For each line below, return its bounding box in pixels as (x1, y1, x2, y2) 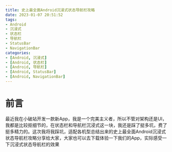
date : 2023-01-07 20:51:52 (5, 12, 63, 17)
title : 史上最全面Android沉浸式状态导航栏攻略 (5, 7, 95, 13)
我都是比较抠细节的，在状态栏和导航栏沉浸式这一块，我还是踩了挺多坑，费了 (5, 122, 167, 128)
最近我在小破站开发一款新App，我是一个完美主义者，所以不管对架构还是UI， (5, 116, 167, 122)
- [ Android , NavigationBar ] (5, 74, 66, 79)
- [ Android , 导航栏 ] (5, 64, 47, 70)
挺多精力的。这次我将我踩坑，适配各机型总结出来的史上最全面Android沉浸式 (5, 128, 166, 135)
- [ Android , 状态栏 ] (5, 60, 47, 65)
